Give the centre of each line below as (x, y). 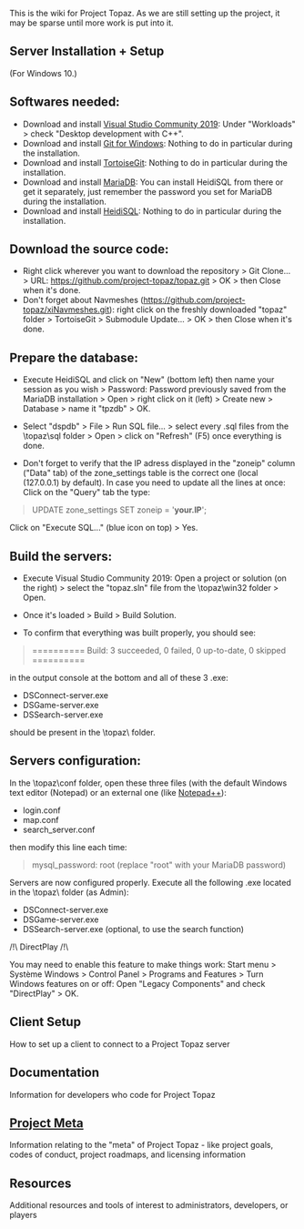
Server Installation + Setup (87, 51)
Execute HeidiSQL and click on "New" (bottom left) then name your (148, 380)
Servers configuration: (75, 761)
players (24, 1215)
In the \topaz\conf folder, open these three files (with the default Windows (148, 783)
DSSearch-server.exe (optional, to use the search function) (133, 929)
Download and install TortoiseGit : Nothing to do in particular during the (155, 162)
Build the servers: (61, 556)
